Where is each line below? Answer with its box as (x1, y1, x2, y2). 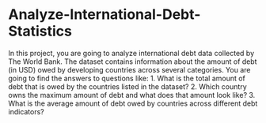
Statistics (8, 22, 73, 40)
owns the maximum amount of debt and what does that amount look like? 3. (8, 90, 256, 99)
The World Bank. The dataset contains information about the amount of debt (8, 57, 257, 66)
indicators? (8, 106, 45, 116)
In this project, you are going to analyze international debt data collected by (8, 48, 255, 58)
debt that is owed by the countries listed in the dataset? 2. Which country (8, 81, 247, 91)
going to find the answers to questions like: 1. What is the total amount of (8, 73, 245, 83)
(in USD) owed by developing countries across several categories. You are (8, 65, 251, 74)
